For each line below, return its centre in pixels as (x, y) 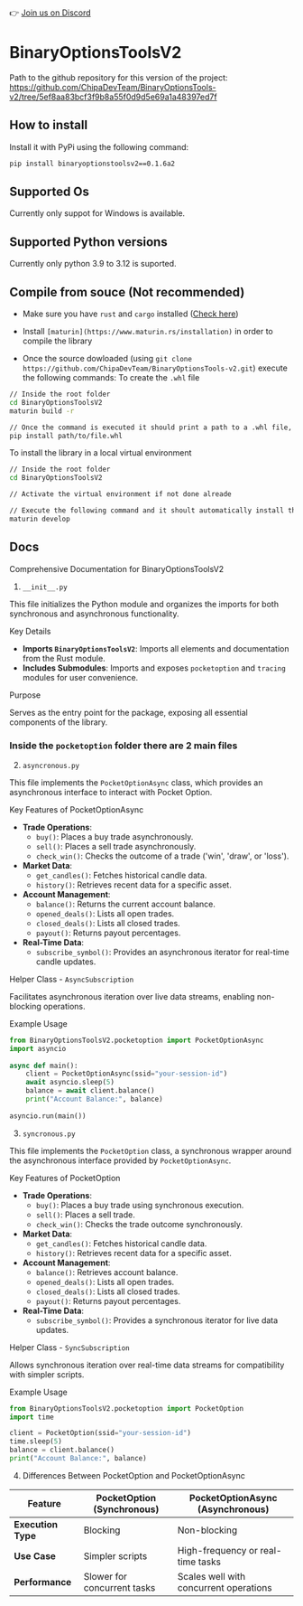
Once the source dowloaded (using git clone (107, 359)
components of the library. (59, 722)
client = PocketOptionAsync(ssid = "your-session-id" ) (127, 1074)
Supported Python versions (89, 242)
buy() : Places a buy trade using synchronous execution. (140, 1205)
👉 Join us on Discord (50, 13)
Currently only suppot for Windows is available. (97, 213)
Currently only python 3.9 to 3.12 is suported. (93, 264)
